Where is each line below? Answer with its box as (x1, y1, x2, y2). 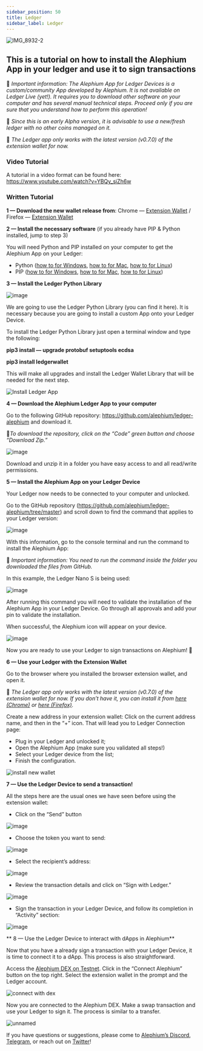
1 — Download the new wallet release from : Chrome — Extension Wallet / (6, 207, 191, 214)
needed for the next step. (6, 376, 70, 384)
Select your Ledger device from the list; (15, 750, 114, 757)
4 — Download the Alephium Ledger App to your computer (6, 399, 157, 407)
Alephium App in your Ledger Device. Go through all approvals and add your (6, 604, 197, 612)
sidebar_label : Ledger (6, 20, 64, 26)
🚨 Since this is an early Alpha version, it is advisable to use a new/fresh (6, 118, 185, 125)
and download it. (30, 418, 73, 426)
